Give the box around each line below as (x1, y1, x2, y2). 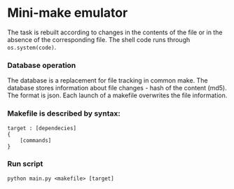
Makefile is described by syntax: (7, 108, 121, 118)
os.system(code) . (7, 43, 57, 51)
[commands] (20, 136, 52, 144)
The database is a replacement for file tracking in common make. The (7, 76, 208, 85)
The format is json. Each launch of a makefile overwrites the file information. (7, 91, 228, 99)
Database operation (7, 60, 76, 70)
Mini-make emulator (7, 5, 128, 21)
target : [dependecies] (7, 125, 77, 132)
